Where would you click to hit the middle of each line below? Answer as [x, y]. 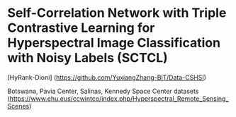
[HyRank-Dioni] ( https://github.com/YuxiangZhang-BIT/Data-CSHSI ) [107, 77]
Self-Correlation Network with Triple [117, 13]
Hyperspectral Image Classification [114, 43]
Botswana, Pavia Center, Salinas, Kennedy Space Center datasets [103, 91]
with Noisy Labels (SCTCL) [88, 58]
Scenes [18, 106]
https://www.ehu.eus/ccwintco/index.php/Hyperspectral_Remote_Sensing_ [119, 98]
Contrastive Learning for [81, 28]
